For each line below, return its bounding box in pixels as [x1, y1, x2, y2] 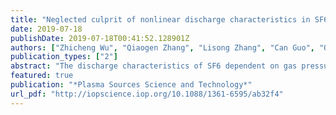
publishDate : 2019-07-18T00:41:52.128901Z [10, 33, 190, 43]
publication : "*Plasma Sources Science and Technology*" [10, 80, 253, 90]
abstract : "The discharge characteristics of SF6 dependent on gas [10, 61, 298, 71]
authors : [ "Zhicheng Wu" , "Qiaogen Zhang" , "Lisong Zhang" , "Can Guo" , [10, 42, 315, 53]
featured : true [10, 71, 74, 81]
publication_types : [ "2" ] [10, 52, 118, 62]
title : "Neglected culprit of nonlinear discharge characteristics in [10, 14, 311, 25]
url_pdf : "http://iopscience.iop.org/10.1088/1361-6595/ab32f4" [10, 89, 284, 99]
